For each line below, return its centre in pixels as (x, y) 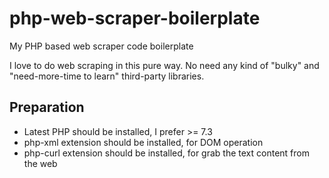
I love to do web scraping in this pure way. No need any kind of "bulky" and (164, 65)
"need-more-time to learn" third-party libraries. (107, 76)
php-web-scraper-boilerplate (135, 18)
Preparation (47, 107)
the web (40, 163)
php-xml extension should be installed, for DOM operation (143, 142)
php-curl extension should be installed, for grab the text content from (166, 153)
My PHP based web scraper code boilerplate (101, 46)
